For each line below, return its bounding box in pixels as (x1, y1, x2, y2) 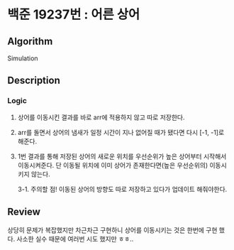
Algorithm (7, 35, 53, 47)
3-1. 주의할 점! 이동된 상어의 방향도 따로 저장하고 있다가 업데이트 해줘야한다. (17, 185, 228, 193)
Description (7, 75, 60, 87)
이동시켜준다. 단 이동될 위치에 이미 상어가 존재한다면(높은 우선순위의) (17, 161, 208, 169)
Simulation (7, 54, 38, 62)
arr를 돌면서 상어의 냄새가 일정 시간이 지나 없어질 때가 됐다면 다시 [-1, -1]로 (17, 128, 225, 136)
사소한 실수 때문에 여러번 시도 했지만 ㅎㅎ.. (16, 234, 134, 243)
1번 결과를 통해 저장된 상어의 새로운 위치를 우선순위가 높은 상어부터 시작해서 (17, 152, 227, 161)
